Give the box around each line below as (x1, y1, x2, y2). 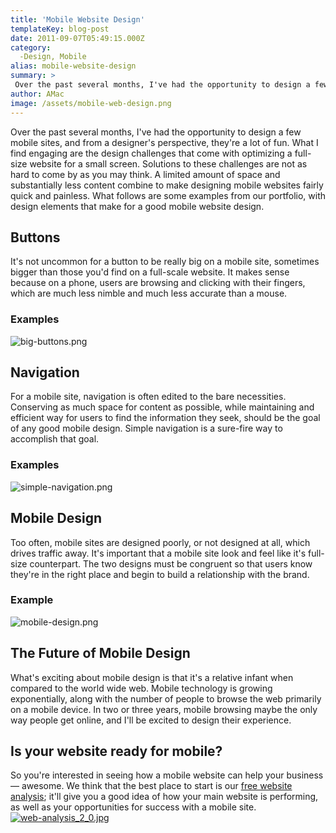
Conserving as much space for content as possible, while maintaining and (10, 401, 315, 413)
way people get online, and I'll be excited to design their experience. (10, 714, 292, 726)
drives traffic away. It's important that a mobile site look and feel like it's (10, 547, 307, 559)
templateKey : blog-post (10, 24, 110, 34)
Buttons (10, 229, 61, 246)
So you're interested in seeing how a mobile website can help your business (10, 769, 324, 781)
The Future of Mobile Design (10, 645, 191, 662)
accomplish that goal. (10, 433, 100, 445)
